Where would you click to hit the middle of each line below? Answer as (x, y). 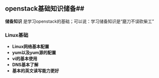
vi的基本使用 (24, 59)
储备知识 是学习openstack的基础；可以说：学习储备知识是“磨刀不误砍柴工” (79, 21)
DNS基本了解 (25, 65)
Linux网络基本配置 (31, 47)
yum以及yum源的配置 (34, 53)
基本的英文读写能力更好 (35, 71)
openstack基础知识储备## (45, 9)
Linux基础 (17, 35)
